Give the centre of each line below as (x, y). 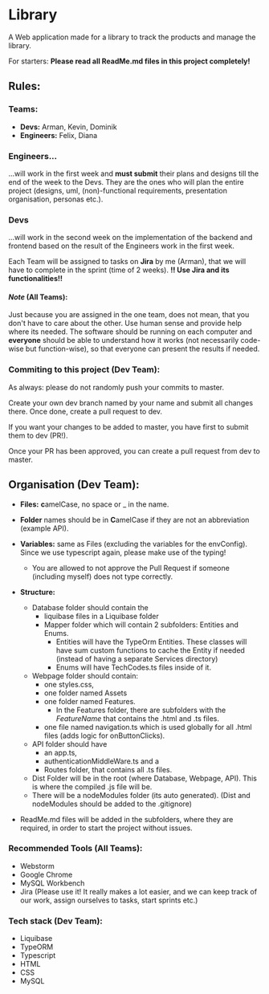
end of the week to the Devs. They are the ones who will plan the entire (126, 181)
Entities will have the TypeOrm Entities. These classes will (151, 642)
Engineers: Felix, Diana (59, 135)
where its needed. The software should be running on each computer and (130, 332)
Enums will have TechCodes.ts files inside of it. (133, 667)
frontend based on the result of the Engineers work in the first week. (122, 246)
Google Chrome (46, 874)
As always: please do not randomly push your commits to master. (116, 387)
